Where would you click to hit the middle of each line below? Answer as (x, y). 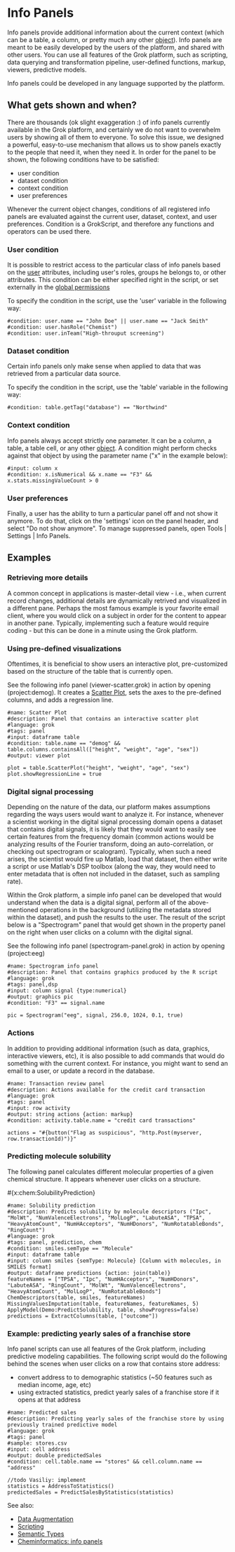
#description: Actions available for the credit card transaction (106, 1090)
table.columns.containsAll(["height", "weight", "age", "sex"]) (103, 749)
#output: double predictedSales (54, 1456)
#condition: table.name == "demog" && (64, 743)
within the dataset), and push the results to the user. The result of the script (116, 918)
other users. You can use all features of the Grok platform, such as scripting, (117, 55)
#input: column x (33, 468)
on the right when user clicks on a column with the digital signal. (100, 932)
